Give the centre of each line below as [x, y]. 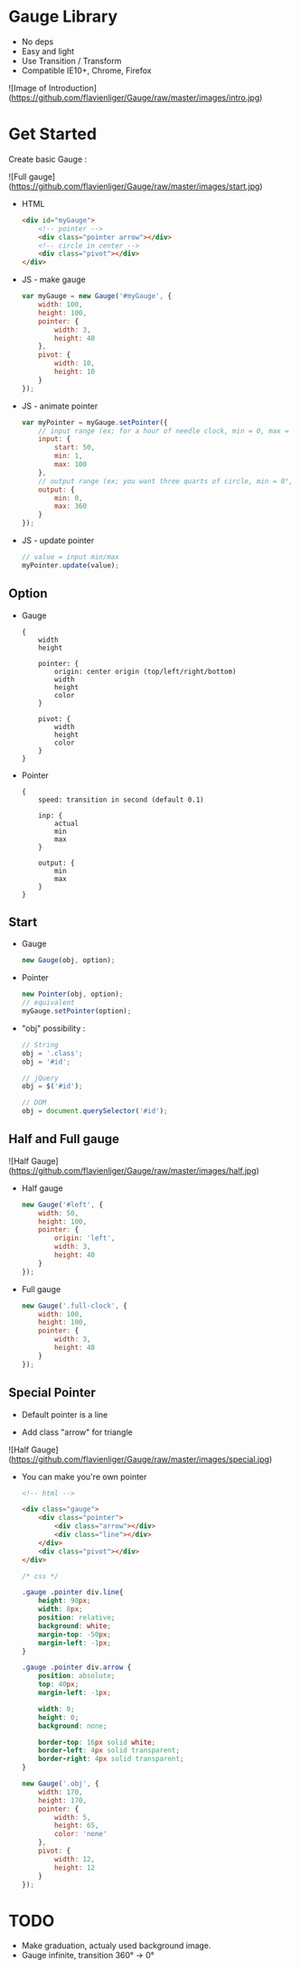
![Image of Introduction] [52, 88]
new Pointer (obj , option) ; [72, 994]
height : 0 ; [59, 1717]
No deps [37, 42]
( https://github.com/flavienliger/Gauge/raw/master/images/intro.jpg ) [136, 98]
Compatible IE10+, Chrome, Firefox [86, 70]
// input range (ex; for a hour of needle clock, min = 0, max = [164, 431]
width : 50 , [59, 1213]
